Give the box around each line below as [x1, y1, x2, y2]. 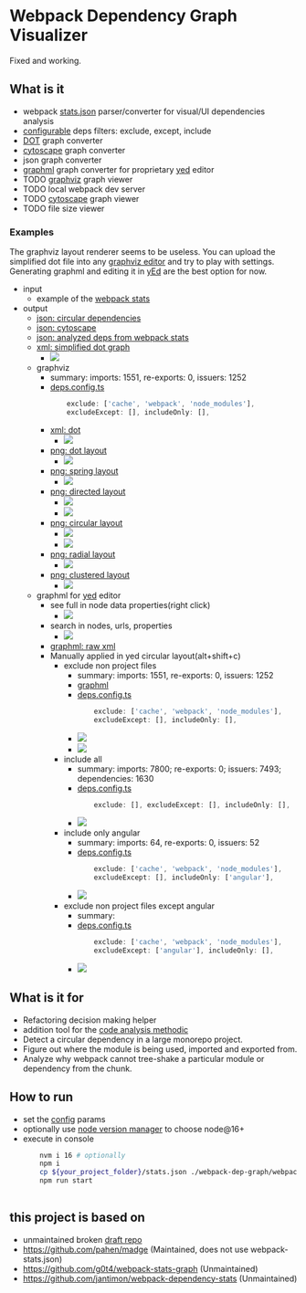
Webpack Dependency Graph [9, 5, 237, 26]
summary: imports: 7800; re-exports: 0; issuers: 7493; [77, 763, 281, 774]
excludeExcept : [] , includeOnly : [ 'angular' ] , [93, 873, 274, 882]
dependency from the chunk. [22, 1063, 132, 1074]
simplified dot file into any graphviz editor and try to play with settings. [9, 257, 275, 268]
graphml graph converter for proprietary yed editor [22, 163, 215, 174]
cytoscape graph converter [22, 144, 126, 155]
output [22, 303, 48, 314]
